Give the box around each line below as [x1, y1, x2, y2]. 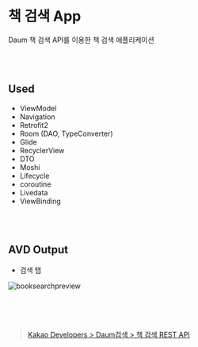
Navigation [19, 112, 55, 121]
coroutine [19, 179, 51, 189]
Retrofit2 [19, 120, 49, 129]
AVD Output [8, 243, 69, 256]
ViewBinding [19, 196, 61, 206]
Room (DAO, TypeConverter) [19, 129, 113, 138]
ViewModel [19, 103, 57, 113]
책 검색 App [8, 7, 82, 25]
